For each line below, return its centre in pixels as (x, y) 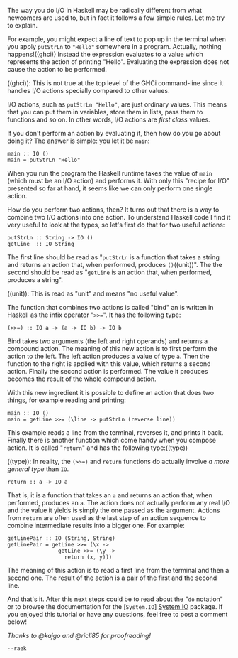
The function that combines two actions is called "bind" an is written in (110, 307)
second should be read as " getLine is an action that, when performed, (110, 272)
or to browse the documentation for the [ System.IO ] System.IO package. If (115, 606)
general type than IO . (38, 469)
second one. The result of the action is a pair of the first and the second (112, 578)
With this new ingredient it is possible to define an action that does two (111, 393)
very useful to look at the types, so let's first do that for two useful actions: (116, 225)
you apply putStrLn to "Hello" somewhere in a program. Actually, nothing (114, 47)
